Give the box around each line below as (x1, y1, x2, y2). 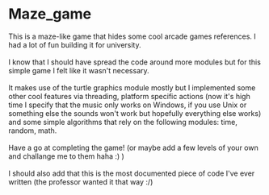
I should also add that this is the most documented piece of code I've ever (8, 168, 255, 178)
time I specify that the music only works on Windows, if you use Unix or (8, 100, 247, 110)
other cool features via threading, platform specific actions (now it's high (8, 91, 250, 101)
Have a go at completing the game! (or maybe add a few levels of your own (8, 143, 258, 152)
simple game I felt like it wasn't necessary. (8, 65, 149, 75)
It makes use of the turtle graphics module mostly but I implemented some (8, 82, 256, 93)
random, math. (8, 126, 57, 135)
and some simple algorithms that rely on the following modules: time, (8, 117, 238, 127)
